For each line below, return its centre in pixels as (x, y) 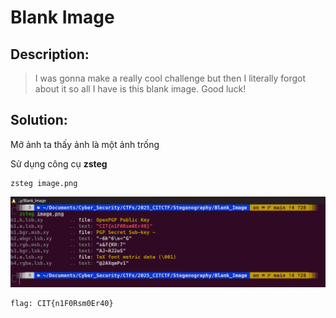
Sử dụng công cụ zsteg (59, 163)
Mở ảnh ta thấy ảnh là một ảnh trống (85, 144)
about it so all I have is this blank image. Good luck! (140, 89)
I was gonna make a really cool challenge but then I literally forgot (170, 78)
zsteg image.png (44, 183)
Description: (50, 54)
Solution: (39, 120)
